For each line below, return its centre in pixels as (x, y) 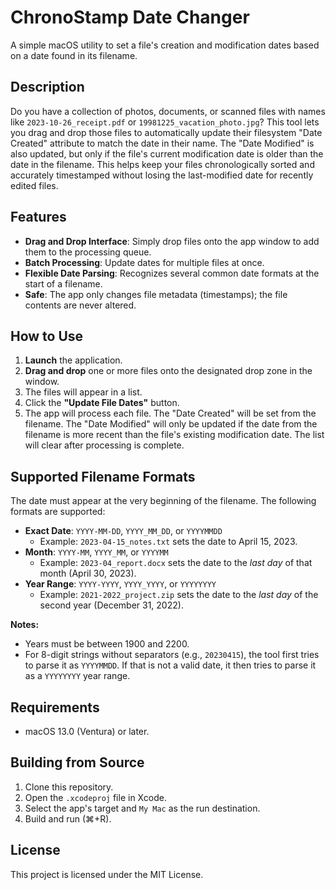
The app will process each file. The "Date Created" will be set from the (170, 413)
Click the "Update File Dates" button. (102, 403)
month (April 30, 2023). (88, 573)
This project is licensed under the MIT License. (107, 874)
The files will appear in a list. (83, 392)
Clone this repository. (69, 787)
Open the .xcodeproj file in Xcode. (95, 797)
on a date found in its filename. (74, 55)
